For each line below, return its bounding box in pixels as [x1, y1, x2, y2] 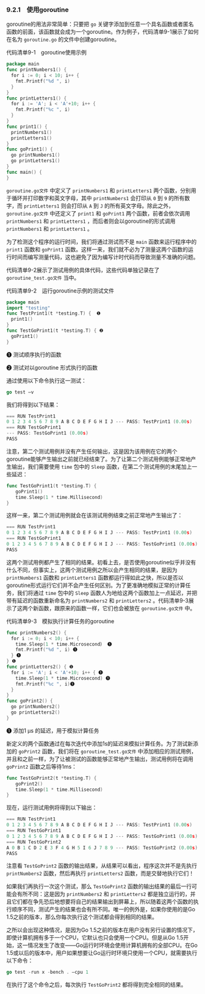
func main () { [6, 169, 43, 175]
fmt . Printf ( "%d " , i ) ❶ [15, 647, 78, 653]
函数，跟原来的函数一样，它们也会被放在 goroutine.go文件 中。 [38, 604, 196, 611]
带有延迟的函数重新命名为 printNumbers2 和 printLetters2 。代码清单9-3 [6, 597, 189, 604]
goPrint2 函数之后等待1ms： [6, 763, 77, 770]
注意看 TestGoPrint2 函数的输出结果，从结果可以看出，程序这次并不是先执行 [6, 862, 197, 870]
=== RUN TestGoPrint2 [6, 839, 62, 845]
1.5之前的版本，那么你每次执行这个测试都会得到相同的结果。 [6, 913, 157, 921]
